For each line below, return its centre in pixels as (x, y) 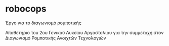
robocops (26, 9)
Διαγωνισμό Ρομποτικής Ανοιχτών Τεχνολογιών (56, 38)
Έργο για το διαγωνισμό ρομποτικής (44, 23)
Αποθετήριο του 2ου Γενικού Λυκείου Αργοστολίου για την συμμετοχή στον (85, 32)
